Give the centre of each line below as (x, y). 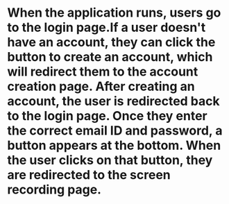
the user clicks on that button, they (110, 160)
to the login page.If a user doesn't (107, 27)
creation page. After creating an (101, 86)
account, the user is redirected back (113, 101)
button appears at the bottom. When (114, 145)
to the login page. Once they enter (108, 116)
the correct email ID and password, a (115, 131)
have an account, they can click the (111, 42)
